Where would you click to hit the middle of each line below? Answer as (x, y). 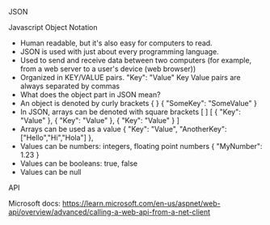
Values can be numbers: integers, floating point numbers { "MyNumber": (141, 146)
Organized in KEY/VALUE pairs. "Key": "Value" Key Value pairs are (130, 77)
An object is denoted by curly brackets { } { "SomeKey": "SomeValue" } (138, 103)
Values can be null (51, 172)
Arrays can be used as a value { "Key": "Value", (99, 129)
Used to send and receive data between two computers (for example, (136, 60)
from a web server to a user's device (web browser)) (108, 69)
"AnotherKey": (203, 129)
